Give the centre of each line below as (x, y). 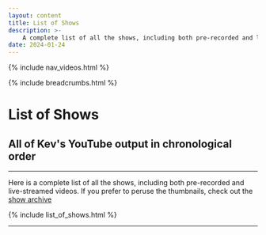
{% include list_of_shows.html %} (63, 215)
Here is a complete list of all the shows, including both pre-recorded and (126, 183)
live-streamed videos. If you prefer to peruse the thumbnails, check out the (131, 191)
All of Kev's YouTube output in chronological (120, 144)
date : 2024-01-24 (37, 45)
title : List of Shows (44, 23)
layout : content (35, 15)
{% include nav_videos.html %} (59, 67)
